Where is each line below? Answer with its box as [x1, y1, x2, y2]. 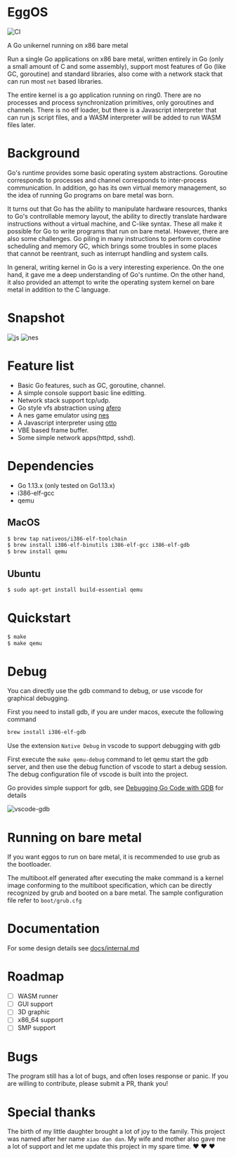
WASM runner [17, 992, 58, 1000]
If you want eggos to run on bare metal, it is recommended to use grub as [7, 853, 221, 861]
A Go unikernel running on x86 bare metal [7, 41, 129, 49]
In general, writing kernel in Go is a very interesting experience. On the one [7, 263, 225, 271]
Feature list [7, 358, 74, 373]
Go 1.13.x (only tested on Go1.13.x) [17, 481, 116, 489]
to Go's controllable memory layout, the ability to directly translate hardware [7, 212, 228, 220]
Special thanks [7, 1104, 96, 1120]
